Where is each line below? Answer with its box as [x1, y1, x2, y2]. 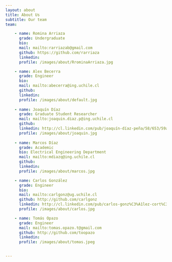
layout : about [5, 7, 36, 13]
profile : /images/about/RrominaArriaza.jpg [18, 59, 114, 64]
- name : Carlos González [14, 178, 68, 183]
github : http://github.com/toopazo [18, 230, 95, 235]
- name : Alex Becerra [14, 69, 60, 74]
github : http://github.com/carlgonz [18, 197, 97, 202]
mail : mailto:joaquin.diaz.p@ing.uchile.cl [18, 116, 114, 122]
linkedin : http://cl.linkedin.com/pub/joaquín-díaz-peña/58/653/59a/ [18, 126, 170, 131]
